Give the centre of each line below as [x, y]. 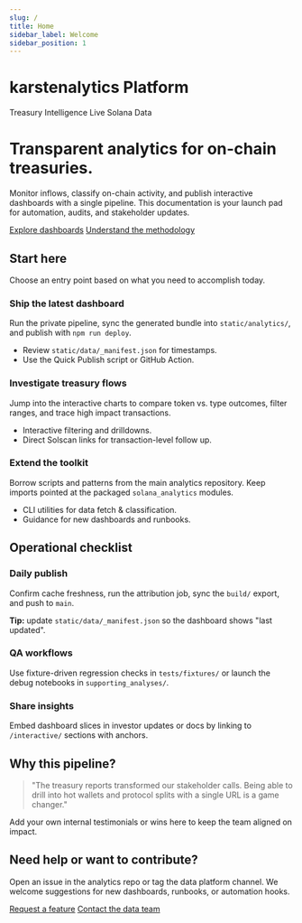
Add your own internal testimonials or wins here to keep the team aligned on [151, 822]
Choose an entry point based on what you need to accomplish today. [137, 280]
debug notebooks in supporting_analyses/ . [89, 682]
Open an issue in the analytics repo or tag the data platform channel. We [144, 881]
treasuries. [51, 168]
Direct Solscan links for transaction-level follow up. [117, 440]
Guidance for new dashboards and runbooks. [106, 519]
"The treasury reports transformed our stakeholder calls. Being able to [162, 785]
